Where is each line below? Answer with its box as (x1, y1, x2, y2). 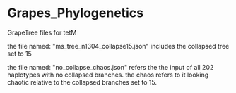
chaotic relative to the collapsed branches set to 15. (7, 77, 158, 86)
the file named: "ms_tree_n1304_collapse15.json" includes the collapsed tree (7, 42, 230, 50)
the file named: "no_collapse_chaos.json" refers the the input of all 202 (7, 63, 214, 71)
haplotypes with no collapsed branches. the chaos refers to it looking (7, 70, 209, 79)
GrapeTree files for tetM (7, 28, 77, 37)
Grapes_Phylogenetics (7, 5, 143, 21)
